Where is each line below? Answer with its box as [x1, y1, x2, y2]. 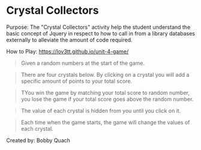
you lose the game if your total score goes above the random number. [20, 95, 194, 103]
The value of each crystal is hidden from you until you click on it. [20, 107, 181, 114]
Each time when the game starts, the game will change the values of [20, 118, 190, 126]
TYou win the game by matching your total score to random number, [20, 89, 190, 96]
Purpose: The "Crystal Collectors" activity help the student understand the [6, 23, 191, 31]
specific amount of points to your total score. [20, 77, 133, 85]
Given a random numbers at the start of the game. [20, 59, 145, 67]
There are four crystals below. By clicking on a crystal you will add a [20, 71, 190, 78]
